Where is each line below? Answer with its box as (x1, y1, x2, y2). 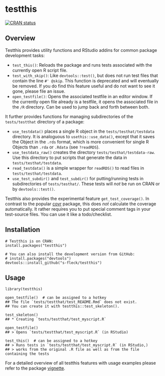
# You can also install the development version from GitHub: (5, 252, 135, 257)
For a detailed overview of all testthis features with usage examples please (5, 360, 156, 366)
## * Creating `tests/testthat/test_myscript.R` (5, 317, 107, 322)
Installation (5, 226, 40, 234)
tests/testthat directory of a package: (5, 118, 84, 124)
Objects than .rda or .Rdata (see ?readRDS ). (12, 144, 100, 150)
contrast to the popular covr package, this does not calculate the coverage (5, 201, 156, 207)
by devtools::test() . (12, 186, 55, 192)
